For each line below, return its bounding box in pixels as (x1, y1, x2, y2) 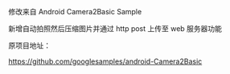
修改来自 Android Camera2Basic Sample (8, 7, 142, 16)
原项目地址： (8, 41, 51, 50)
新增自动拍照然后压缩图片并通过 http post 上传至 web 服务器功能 (8, 24, 223, 33)
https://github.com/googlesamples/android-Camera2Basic (8, 56, 203, 66)
